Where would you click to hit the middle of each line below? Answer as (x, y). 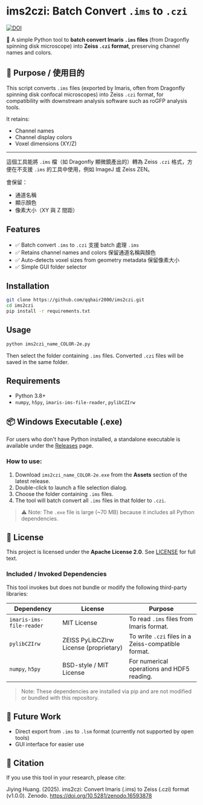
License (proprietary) (92, 647)
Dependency (33, 608)
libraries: (17, 593)
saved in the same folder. (38, 362)
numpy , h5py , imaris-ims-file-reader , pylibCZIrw (75, 402)
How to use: (24, 461)
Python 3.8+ (31, 396)
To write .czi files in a (160, 636)
